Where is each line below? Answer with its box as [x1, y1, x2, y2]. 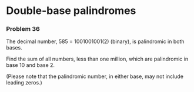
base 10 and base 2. [6, 62, 55, 69]
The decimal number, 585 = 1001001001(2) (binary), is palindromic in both [6, 38, 185, 45]
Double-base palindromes [6, 4, 136, 17]
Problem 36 [6, 25, 40, 33]
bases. [6, 44, 22, 51]
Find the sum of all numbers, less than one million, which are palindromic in [6, 55, 189, 62]
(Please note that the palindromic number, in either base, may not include [6, 73, 184, 80]
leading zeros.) [6, 79, 42, 86]
